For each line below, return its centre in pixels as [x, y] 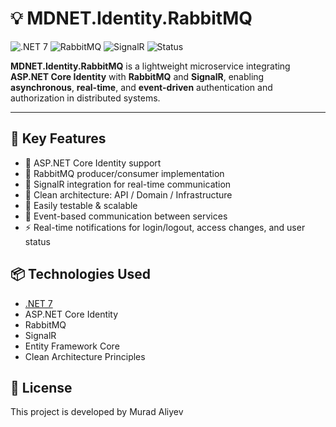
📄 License [41, 387]
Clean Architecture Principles [85, 356]
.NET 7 [38, 303]
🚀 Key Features [58, 138]
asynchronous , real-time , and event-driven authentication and [141, 87]
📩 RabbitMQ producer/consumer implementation [124, 173]
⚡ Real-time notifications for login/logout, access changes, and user [165, 227]
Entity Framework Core [72, 346]
